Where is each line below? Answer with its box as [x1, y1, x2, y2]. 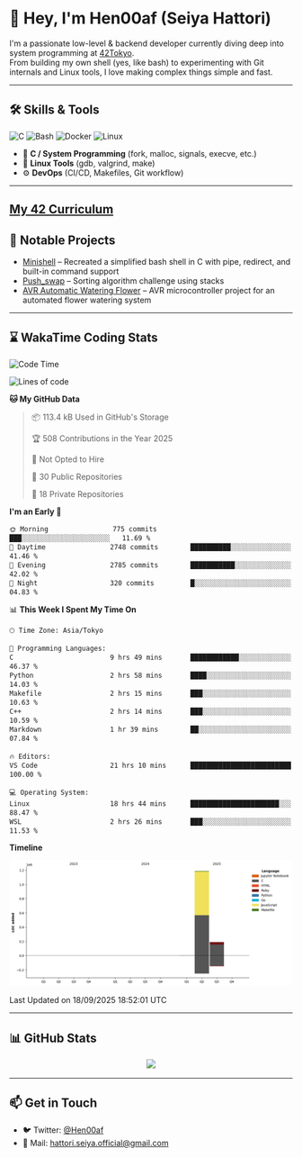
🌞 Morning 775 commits [9, 524, 157, 534]
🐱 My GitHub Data [9, 393, 81, 404]
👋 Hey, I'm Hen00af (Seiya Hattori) [9, 8, 271, 29]
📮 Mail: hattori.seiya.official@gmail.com [22, 1137, 169, 1148]
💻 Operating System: [9, 788, 90, 797]
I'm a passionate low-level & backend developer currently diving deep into [9, 38, 285, 49]
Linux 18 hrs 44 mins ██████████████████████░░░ [9, 799, 292, 809]
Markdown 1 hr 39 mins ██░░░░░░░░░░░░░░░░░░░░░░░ [9, 725, 292, 734]
